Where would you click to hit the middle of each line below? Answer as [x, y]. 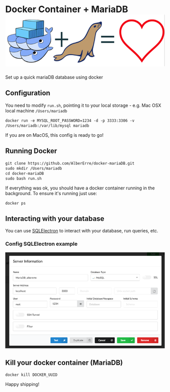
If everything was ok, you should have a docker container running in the [80, 188]
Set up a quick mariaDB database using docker [54, 77]
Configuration [28, 93]
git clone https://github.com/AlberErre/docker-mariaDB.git [70, 163]
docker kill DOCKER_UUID [31, 375]
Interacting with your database [55, 219]
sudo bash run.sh [24, 178]
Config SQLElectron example [41, 244]
